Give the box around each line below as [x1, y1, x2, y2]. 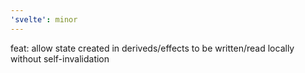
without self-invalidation [10, 52, 110, 65]
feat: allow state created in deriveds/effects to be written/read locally [10, 42, 295, 54]
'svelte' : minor [10, 14, 78, 25]
